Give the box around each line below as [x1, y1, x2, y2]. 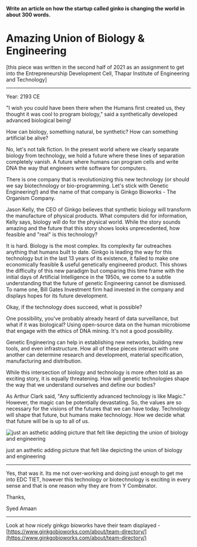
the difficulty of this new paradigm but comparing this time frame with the [6, 267, 185, 274]
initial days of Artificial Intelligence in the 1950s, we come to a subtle [6, 273, 171, 281]
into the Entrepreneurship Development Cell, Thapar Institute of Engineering [6, 70, 189, 77]
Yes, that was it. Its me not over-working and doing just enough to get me [6, 470, 184, 477]
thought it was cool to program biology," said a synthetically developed [6, 110, 178, 117]
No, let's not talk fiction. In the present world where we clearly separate [6, 146, 179, 153]
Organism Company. [6, 194, 56, 201]
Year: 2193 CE [6, 93, 40, 100]
